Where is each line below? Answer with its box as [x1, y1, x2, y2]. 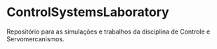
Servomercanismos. [6, 34, 65, 43]
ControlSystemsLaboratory [6, 4, 169, 20]
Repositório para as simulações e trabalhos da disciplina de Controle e [6, 27, 211, 36]
